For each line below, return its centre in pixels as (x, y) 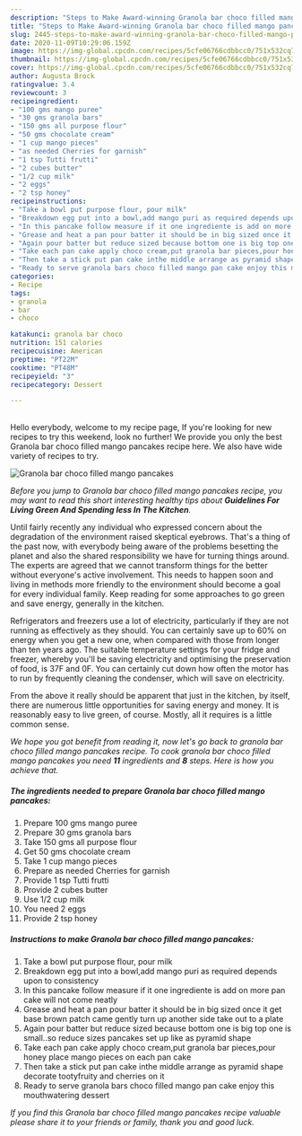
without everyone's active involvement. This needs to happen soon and (142, 575)
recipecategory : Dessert (56, 384)
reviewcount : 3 (39, 92)
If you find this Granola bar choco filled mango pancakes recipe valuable (146, 1113)
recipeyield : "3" (43, 376)
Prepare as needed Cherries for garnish (96, 871)
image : (22, 51)
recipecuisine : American (56, 351)
